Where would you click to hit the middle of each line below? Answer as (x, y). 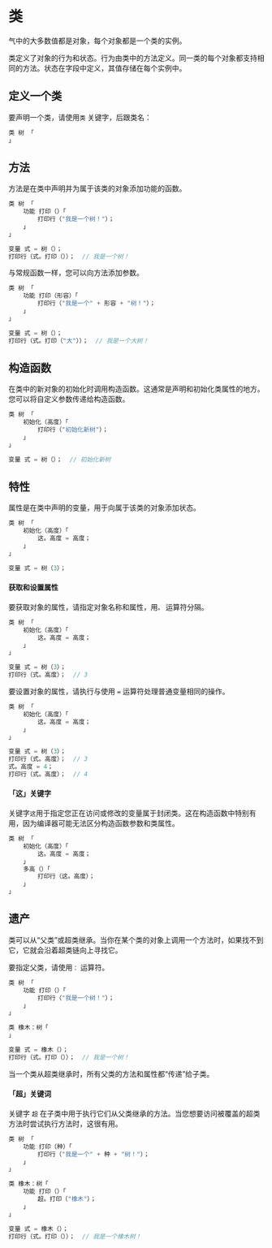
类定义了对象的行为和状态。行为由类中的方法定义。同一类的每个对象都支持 (133, 58)
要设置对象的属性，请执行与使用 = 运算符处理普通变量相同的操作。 (119, 692)
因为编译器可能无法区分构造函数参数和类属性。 (101, 823)
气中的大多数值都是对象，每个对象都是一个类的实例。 (97, 41)
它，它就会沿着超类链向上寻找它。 (65, 950)
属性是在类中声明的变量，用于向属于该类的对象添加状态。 (104, 507)
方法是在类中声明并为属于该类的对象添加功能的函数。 (97, 188)
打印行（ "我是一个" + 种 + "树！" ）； (94, 1154)
